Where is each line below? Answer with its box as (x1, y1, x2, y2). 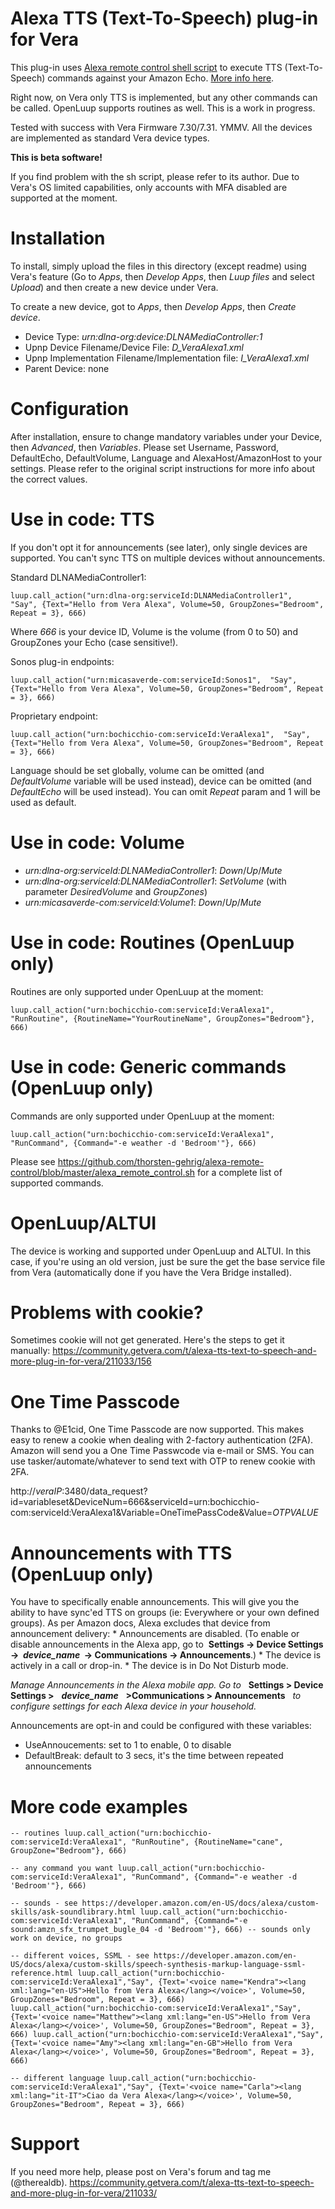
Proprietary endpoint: (10, 710, 98, 722)
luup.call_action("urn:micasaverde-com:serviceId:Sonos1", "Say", (10, 675, 298, 685)
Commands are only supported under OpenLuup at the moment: (10, 1110, 275, 1122)
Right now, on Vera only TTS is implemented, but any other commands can (10, 91, 318, 103)
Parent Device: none (24, 362, 110, 374)
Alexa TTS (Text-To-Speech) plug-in (10, 7, 319, 30)
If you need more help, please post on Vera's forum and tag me (10, 2166, 272, 2178)
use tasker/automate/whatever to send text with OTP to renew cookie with (10, 1455, 316, 1467)
